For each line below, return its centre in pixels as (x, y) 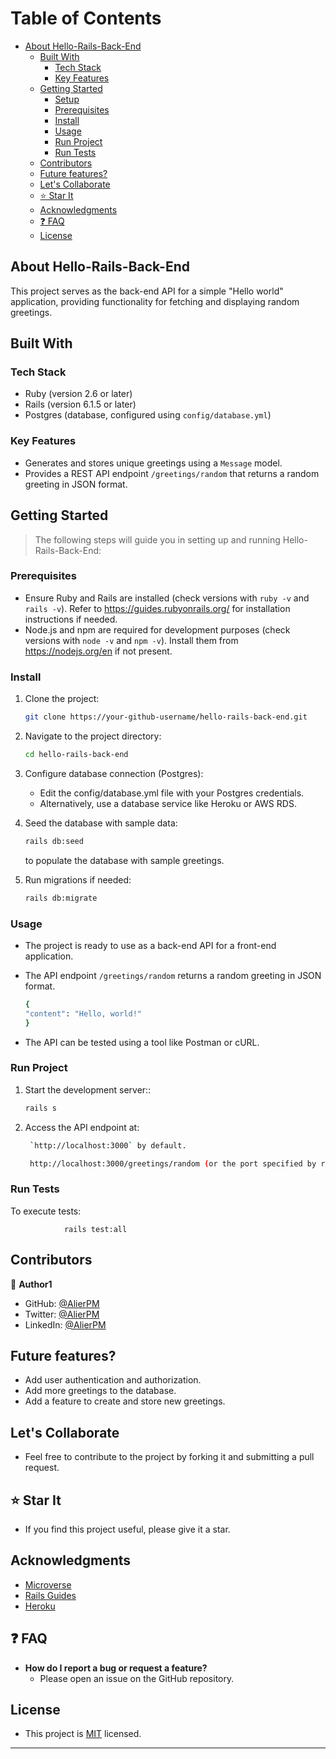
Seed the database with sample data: (101, 823)
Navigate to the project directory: (93, 736)
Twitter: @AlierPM (62, 1314)
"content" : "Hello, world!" (83, 1013)
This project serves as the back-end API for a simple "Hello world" (147, 291)
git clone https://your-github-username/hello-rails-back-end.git (166, 717)
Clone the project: (62, 699)
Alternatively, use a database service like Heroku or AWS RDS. (168, 803)
